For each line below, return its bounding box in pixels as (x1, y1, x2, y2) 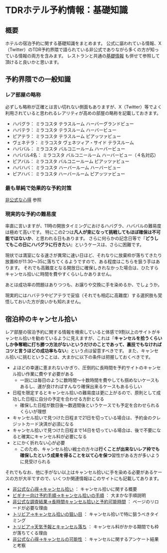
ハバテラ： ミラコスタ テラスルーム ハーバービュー (12, 127, 117, 133)
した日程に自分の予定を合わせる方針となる (16, 396, 105, 402)
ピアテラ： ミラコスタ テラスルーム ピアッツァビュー (12, 133, 121, 139)
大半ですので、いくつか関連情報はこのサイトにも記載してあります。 (22, 475, 162, 481)
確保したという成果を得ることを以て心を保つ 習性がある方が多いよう (19, 452, 160, 458)
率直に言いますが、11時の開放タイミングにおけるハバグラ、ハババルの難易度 (5, 223, 162, 229)
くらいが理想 (19, 409, 46, 415)
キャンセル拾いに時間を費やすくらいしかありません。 (5, 271, 115, 277)
